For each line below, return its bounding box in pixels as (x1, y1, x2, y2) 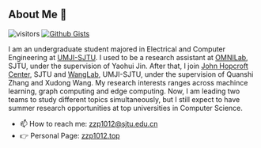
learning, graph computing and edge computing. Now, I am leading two (8, 86, 240, 96)
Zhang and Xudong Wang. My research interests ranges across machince (8, 78, 248, 87)
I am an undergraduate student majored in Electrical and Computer (8, 44, 226, 54)
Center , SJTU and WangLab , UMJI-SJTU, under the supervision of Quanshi (8, 69, 254, 79)
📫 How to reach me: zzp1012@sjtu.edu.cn (19, 119, 158, 128)
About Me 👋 (8, 8, 67, 21)
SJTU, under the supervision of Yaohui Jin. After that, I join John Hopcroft (8, 61, 249, 70)
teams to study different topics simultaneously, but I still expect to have (8, 94, 240, 104)
